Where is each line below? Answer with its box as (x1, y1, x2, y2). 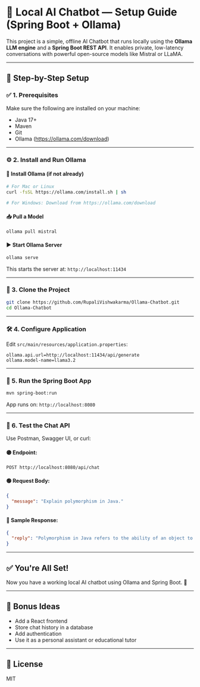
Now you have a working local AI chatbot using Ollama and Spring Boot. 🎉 (6, 579, 187, 586)
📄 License (6, 659, 43, 669)
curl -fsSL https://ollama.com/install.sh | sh (6, 189, 127, 195)
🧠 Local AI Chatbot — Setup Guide (6, 5, 177, 19)
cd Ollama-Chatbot (6, 305, 52, 311)
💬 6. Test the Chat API (6, 421, 70, 429)
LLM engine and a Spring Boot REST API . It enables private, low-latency (6, 44, 184, 51)
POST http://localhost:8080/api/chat (6, 464, 100, 470)
